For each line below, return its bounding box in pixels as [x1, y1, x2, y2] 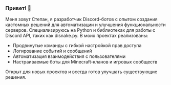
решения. [5, 74, 27, 80]
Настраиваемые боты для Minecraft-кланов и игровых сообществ [12, 59, 158, 65]
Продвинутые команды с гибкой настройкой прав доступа [12, 42, 142, 49]
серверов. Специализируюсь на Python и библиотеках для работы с [5, 27, 156, 33]
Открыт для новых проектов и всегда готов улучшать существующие [5, 69, 158, 75]
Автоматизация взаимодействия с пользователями [12, 53, 126, 59]
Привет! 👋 [5, 5, 32, 12]
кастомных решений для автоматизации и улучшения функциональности [5, 22, 166, 28]
